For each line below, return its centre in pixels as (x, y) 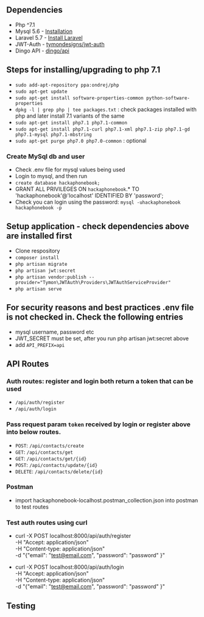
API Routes (28, 364)
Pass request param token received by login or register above (98, 424)
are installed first (39, 236)
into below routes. (34, 432)
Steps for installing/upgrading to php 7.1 (83, 70)
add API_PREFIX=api (40, 344)
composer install (37, 258)
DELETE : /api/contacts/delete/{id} (59, 471)
